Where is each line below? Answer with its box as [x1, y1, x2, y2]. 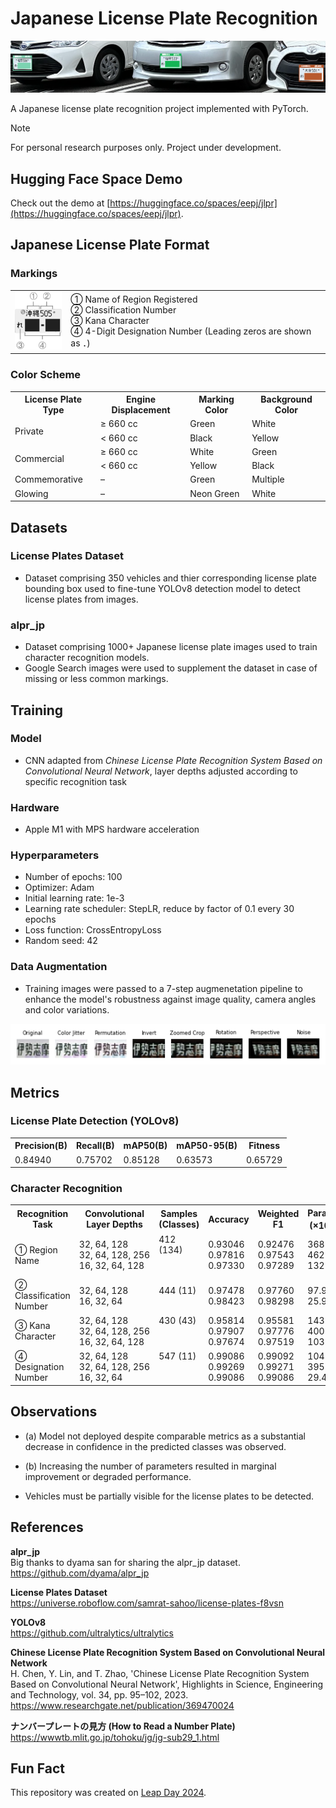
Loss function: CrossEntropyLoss [24, 924, 162, 936]
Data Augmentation [10, 960, 108, 974]
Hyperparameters [10, 848, 100, 862]
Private [14, 425, 45, 437]
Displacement [111, 404, 171, 416]
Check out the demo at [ [10, 197, 111, 209]
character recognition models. [24, 652, 150, 664]
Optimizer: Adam [24, 882, 95, 894]
